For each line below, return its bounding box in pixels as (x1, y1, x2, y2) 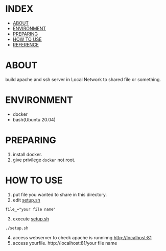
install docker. (12, 151, 42, 157)
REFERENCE (12, 41, 39, 47)
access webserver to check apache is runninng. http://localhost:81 (12, 234, 152, 240)
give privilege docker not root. (12, 157, 76, 163)
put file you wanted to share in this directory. (12, 191, 107, 197)
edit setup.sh (12, 197, 41, 203)
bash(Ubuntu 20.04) (12, 116, 56, 122)
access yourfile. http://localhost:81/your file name (12, 240, 117, 246)
